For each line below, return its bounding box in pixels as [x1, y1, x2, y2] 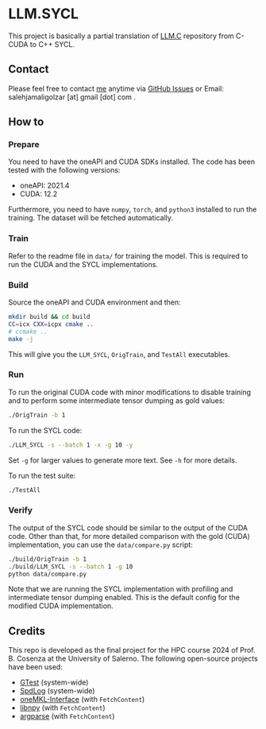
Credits [8, 624, 46, 638]
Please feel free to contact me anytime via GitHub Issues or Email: [8, 83, 225, 93]
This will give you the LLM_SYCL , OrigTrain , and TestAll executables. [8, 349, 230, 359]
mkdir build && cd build [8, 313, 91, 321]
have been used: [8, 662, 64, 672]
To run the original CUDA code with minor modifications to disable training [8, 387, 252, 397]
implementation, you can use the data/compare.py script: [8, 540, 193, 549]
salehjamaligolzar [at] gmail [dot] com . [8, 92, 137, 102]
